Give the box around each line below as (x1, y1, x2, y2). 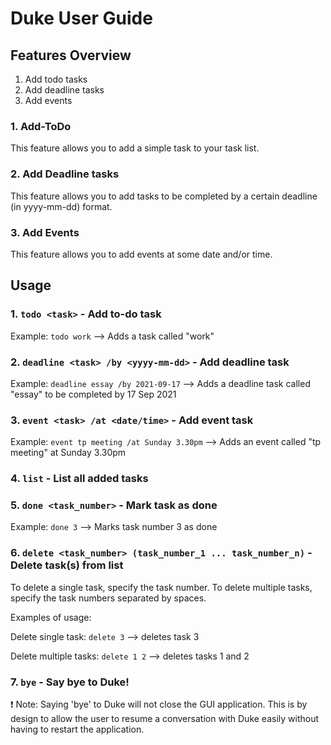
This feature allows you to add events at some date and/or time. (10, 248, 273, 260)
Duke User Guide (10, 7, 153, 30)
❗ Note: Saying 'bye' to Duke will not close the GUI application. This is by (10, 698, 308, 710)
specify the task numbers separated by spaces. (10, 592, 207, 604)
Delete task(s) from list (10, 558, 124, 572)
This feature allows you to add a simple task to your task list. (10, 142, 260, 154)
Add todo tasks (24, 73, 88, 85)
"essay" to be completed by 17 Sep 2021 (10, 388, 177, 400)
